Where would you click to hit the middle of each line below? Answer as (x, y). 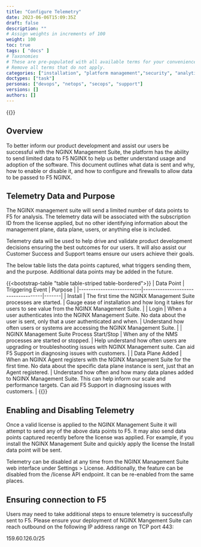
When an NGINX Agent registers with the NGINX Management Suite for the (98, 360)
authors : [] (21, 95)
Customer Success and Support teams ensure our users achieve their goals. (100, 254)
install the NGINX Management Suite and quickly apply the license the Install (100, 444)
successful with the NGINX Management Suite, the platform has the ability (98, 152)
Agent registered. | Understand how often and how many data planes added (100, 372)
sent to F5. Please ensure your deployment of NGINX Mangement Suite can (99, 520)
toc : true (19, 45)
